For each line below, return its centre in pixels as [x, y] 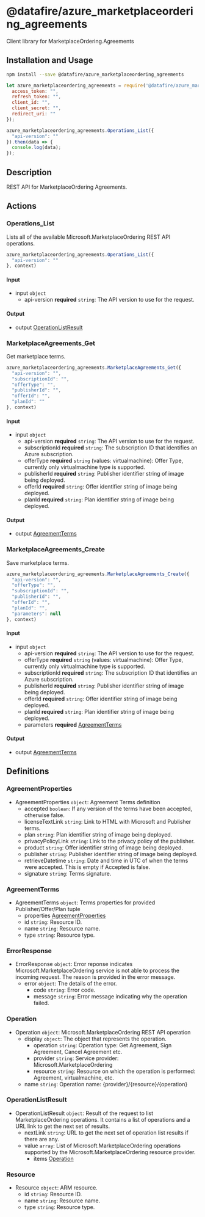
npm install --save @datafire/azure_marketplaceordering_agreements [95, 74]
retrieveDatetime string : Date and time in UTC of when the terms [106, 860]
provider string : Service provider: [76, 1058]
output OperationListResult [49, 327]
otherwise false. [45, 815]
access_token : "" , [35, 91]
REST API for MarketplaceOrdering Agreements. [67, 187]
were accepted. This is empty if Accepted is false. [87, 867]
